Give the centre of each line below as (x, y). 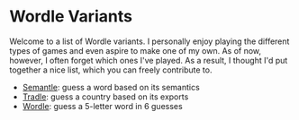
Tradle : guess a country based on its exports (105, 97)
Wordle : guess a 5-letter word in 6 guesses (102, 106)
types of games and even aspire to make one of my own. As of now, (136, 50)
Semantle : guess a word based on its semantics (111, 87)
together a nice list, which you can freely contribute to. (111, 70)
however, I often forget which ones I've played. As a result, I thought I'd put (149, 60)
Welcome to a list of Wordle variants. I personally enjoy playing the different (149, 41)
